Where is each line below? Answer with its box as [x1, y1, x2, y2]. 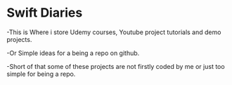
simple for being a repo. [6, 70, 76, 78]
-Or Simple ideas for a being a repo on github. [6, 49, 140, 57]
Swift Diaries [6, 5, 83, 21]
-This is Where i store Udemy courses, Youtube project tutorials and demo [6, 28, 221, 36]
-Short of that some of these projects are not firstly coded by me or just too [6, 62, 226, 70]
